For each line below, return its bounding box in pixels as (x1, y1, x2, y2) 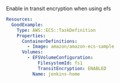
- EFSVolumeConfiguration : (27, 55, 94, 61)
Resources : (6, 16, 33, 22)
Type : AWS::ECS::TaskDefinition (16, 27, 96, 33)
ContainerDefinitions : (21, 38, 78, 44)
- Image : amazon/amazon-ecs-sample (27, 44, 115, 49)
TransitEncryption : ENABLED (37, 65, 107, 71)
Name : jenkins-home (32, 71, 81, 77)
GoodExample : (11, 22, 44, 28)
